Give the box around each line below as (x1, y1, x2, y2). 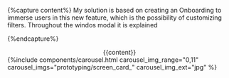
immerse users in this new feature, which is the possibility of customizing (7, 13, 223, 22)
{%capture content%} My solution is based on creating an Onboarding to (7, 6, 222, 14)
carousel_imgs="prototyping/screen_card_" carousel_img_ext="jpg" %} (7, 63, 218, 71)
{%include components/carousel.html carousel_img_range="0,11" (7, 56, 199, 64)
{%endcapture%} (7, 34, 59, 43)
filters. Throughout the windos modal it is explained (7, 21, 158, 29)
